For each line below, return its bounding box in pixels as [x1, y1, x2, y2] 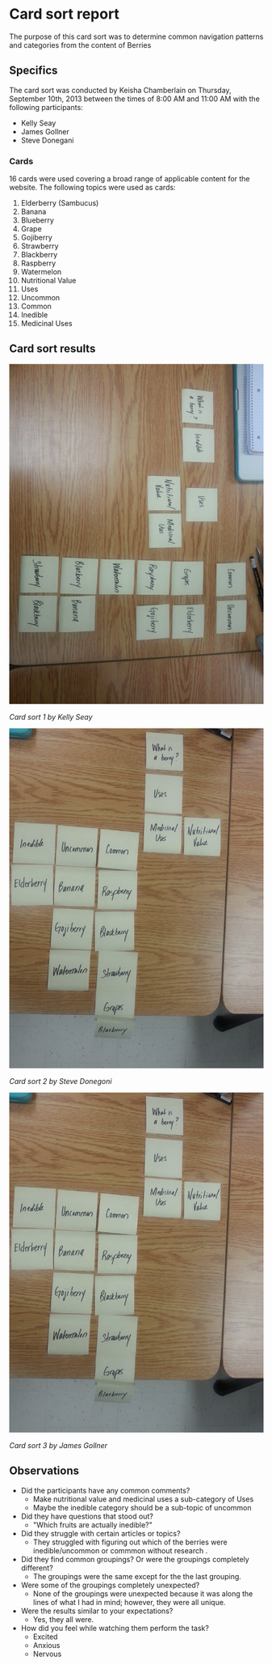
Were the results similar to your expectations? [20, 1606, 174, 1616]
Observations [9, 1464, 80, 1478]
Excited [32, 1632, 58, 1642]
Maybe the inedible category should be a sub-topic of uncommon [32, 1502, 252, 1512]
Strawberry [20, 241, 59, 251]
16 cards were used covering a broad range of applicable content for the [9, 174, 250, 184]
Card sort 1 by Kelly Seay [9, 711, 93, 721]
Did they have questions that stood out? [20, 1511, 154, 1521]
